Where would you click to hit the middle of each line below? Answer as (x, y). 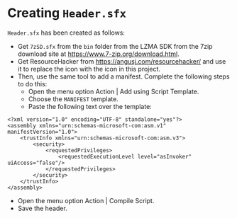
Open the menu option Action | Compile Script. (86, 200)
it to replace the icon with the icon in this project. (89, 69)
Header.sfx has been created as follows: (66, 33)
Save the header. (42, 208)
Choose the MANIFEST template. (73, 99)
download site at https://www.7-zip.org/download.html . (98, 54)
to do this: (32, 84)
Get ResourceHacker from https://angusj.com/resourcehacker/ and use (122, 61)
